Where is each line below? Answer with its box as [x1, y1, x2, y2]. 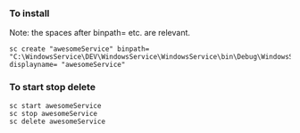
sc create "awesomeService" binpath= [9, 45, 150, 54]
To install [9, 7, 50, 20]
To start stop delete [9, 81, 96, 94]
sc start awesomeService [9, 101, 102, 110]
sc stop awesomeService [9, 109, 98, 118]
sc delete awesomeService [9, 117, 105, 126]
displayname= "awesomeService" [9, 61, 126, 70]
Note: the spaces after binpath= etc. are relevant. [9, 28, 190, 38]
